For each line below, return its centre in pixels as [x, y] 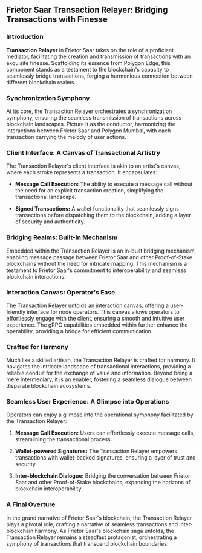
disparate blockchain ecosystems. [49, 386]
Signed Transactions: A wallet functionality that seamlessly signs [97, 209]
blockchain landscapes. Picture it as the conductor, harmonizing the [91, 124]
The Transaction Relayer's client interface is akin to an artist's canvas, [93, 166]
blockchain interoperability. [49, 489]
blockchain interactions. [36, 276]
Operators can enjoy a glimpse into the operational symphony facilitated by [100, 415]
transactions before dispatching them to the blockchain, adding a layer [103, 215]
